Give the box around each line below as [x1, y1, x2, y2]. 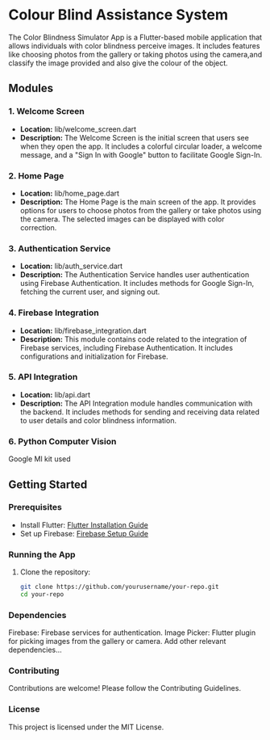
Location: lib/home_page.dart [19, 188, 119, 198]
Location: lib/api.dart [19, 389, 91, 399]
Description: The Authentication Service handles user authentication [19, 270, 250, 280]
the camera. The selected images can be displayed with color [19, 214, 225, 224]
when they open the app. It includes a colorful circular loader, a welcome [19, 141, 263, 151]
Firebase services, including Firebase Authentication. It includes [19, 343, 234, 352]
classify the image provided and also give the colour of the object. [8, 58, 228, 68]
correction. [19, 222, 57, 232]
